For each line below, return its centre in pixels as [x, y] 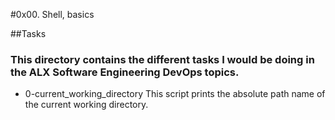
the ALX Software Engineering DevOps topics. [125, 72]
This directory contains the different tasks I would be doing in [162, 59]
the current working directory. [86, 105]
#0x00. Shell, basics [52, 14]
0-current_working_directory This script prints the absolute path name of [175, 94]
